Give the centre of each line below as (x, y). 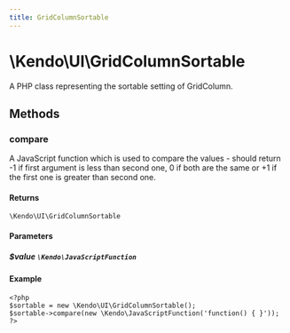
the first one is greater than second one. (83, 178)
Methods (35, 113)
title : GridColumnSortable (59, 17)
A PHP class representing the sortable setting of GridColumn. (121, 86)
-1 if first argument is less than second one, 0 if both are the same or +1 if (143, 168)
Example (26, 279)
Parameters (31, 236)
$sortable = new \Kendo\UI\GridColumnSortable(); (103, 305)
